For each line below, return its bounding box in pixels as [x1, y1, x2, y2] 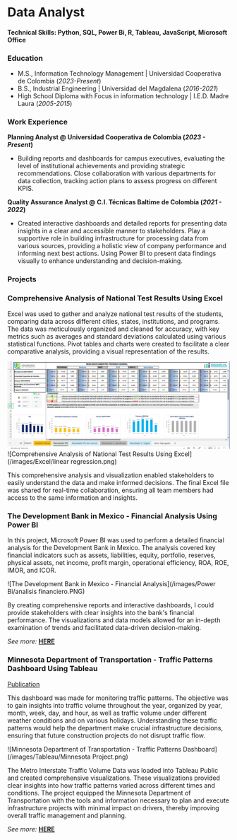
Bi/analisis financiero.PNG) [7, 588, 85, 596]
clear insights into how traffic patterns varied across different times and [7, 781, 215, 789]
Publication [7, 679, 40, 688]
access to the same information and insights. [7, 493, 138, 502]
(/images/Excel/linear [7, 457, 69, 465]
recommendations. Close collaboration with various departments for [17, 169, 217, 177]
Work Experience [7, 117, 68, 127]
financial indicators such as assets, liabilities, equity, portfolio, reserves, [7, 551, 217, 559]
